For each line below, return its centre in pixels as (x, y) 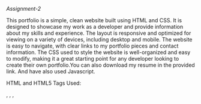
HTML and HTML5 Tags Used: (44, 83)
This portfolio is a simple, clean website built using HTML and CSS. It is (94, 20)
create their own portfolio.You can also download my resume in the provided (100, 65)
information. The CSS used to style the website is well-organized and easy (98, 52)
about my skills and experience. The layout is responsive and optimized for (99, 33)
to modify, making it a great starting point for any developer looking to (93, 59)
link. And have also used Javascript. (51, 71)
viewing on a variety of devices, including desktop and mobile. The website (100, 39)
